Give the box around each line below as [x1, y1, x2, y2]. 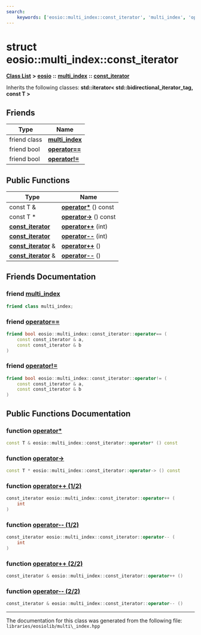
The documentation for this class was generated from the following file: [6, 617, 182, 624]
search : [6, 8, 26, 15]
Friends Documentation [6, 272, 96, 282]
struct [6, 40, 37, 54]
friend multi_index [6, 290, 60, 298]
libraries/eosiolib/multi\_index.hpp [6, 624, 100, 630]
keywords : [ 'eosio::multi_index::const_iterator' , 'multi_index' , [17, 14, 186, 20]
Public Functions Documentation [6, 409, 131, 419]
